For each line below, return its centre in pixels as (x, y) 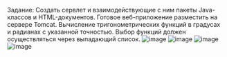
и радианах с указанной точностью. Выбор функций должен (97, 32)
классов (19, 17)
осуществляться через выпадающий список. (74, 39)
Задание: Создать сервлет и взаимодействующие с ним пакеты (102, 10)
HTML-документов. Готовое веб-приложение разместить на (128, 17)
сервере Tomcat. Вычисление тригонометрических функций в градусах (114, 24)
